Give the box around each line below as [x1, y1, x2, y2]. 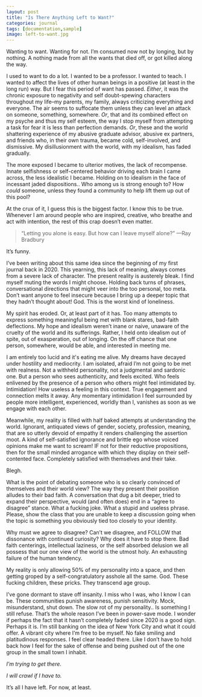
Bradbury [21, 236, 45, 244]
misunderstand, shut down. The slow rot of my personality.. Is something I [6, 604, 191, 611]
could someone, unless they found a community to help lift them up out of [6, 187, 190, 194]
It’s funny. [6, 248, 31, 255]
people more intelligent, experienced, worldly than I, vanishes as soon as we [6, 398, 196, 406]
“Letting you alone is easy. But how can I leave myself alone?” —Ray [21, 230, 191, 237]
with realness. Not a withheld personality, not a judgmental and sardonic [6, 366, 186, 374]
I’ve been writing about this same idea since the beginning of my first [6, 259, 178, 267]
